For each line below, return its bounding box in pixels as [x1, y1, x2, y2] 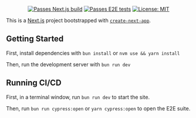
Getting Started [6, 34, 64, 44]
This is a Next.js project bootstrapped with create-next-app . [6, 17, 151, 23]
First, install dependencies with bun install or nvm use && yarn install [6, 49, 180, 56]
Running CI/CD [6, 78, 62, 88]
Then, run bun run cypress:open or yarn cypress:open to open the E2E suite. [6, 104, 191, 112]
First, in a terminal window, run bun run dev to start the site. [6, 93, 150, 100]
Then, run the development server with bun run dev [6, 60, 131, 68]
